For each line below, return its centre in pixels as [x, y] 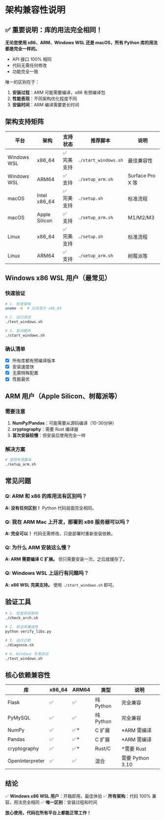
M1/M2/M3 [141, 217]
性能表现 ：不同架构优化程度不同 [44, 98]
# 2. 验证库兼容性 [22, 627]
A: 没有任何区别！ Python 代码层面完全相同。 [51, 508]
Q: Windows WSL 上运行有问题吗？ [47, 573]
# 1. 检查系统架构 [22, 614]
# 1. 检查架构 [18, 304]
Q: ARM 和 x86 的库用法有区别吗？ [46, 496]
